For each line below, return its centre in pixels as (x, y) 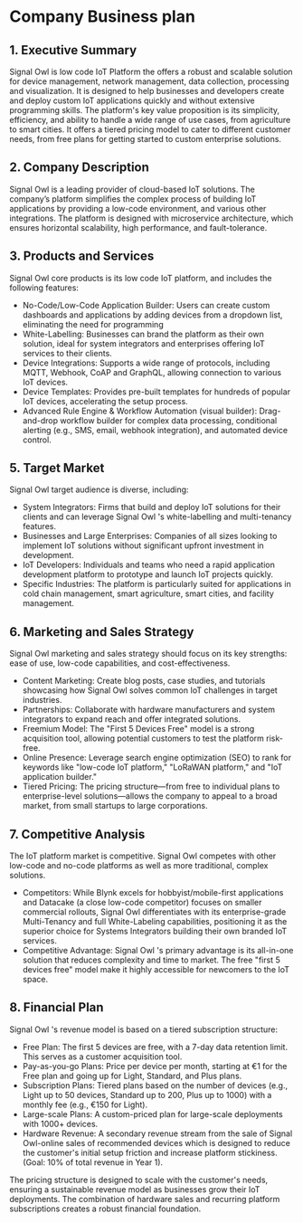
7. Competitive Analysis (77, 834)
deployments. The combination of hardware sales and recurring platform (145, 1199)
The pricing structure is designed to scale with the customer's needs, (139, 1180)
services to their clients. (67, 353)
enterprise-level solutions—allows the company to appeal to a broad (150, 796)
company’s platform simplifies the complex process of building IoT (133, 199)
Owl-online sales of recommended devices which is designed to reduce (156, 1142)
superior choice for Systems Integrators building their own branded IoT (155, 931)
